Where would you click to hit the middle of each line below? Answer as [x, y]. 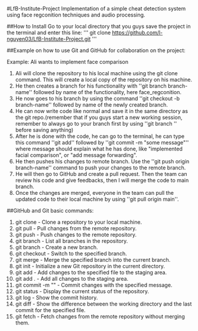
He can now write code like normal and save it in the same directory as [102, 111]
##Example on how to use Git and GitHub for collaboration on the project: [96, 50]
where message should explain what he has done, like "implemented [99, 149]
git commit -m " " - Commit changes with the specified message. [94, 285]
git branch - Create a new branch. [56, 247]
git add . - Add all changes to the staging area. [72, 279]
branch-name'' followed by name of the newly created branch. [91, 105]
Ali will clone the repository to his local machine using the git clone [96, 73]
